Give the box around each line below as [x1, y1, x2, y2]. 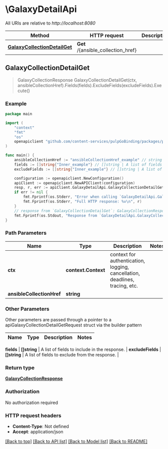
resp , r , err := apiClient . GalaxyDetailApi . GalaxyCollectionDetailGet [14, 185, 164, 190]
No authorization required [5, 399, 58, 405]
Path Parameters [5, 229, 46, 236]
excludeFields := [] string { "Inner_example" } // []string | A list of [14, 167, 162, 172]
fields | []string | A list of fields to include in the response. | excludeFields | [5, 346, 161, 352]
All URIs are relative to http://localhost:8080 [5, 20, 96, 26]
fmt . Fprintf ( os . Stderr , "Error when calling [23, 194, 117, 200]
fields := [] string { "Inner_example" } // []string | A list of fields [14, 162, 162, 167]
